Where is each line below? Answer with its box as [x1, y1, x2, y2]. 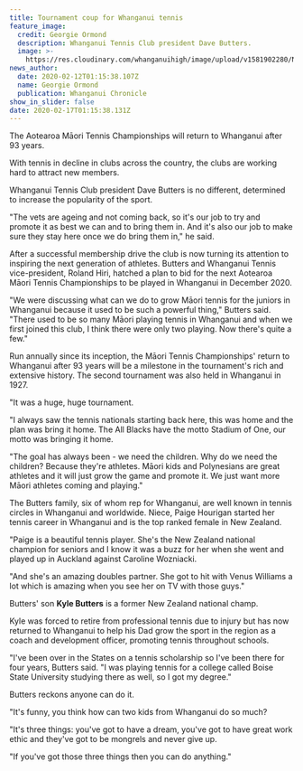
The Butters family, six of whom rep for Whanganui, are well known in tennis [9, 498, 293, 509]
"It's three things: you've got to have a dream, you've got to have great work [9, 724, 293, 735]
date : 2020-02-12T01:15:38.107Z [17, 72, 140, 81]
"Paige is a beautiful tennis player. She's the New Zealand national [9, 534, 255, 545]
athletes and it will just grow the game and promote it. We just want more [9, 471, 280, 482]
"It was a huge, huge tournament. [9, 397, 134, 408]
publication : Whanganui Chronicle [17, 89, 147, 98]
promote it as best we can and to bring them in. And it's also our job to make [9, 221, 293, 232]
